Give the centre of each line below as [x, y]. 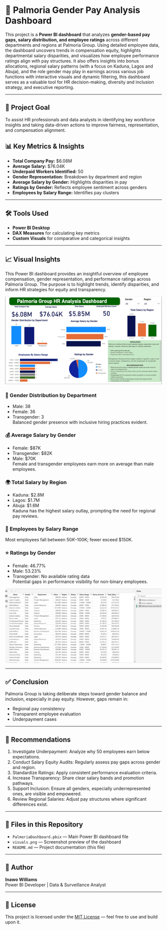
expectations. [26, 757]
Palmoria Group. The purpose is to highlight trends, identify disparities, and [82, 284]
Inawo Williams [21, 879]
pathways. [23, 783]
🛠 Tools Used [27, 213]
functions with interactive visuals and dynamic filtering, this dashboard [78, 77]
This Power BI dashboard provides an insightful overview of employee [77, 274]
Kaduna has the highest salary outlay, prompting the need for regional [84, 511]
